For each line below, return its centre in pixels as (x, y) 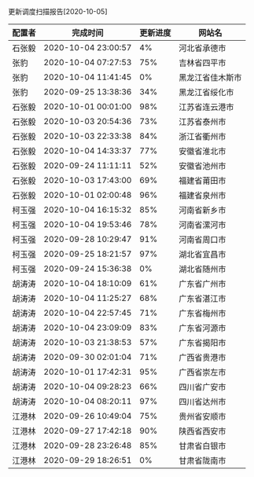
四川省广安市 (202, 387)
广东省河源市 (202, 328)
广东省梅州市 (202, 313)
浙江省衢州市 (202, 136)
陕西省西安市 (202, 431)
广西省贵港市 (202, 358)
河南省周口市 (202, 240)
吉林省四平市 (202, 63)
